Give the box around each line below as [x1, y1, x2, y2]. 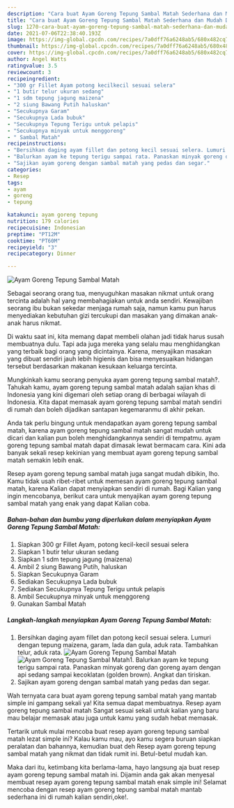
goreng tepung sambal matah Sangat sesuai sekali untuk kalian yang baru [7, 707, 219, 715]
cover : [7, 50, 26, 57]
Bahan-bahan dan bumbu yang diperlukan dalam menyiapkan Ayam [7, 515, 211, 524]
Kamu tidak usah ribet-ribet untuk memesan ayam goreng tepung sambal [7, 477, 217, 486]
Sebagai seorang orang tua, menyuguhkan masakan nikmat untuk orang [7, 289, 214, 298]
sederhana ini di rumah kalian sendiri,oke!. [7, 793, 129, 801]
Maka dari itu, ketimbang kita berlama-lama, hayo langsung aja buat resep [7, 763, 220, 772]
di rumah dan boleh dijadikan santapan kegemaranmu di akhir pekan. [7, 405, 205, 414]
